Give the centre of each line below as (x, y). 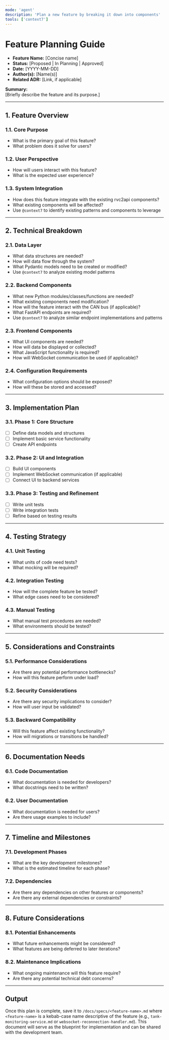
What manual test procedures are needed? (57, 621)
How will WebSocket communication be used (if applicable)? (75, 357)
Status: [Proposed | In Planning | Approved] (58, 64)
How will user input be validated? (47, 707)
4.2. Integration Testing (34, 580)
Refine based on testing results (45, 516)
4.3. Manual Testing (30, 609)
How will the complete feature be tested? (55, 591)
